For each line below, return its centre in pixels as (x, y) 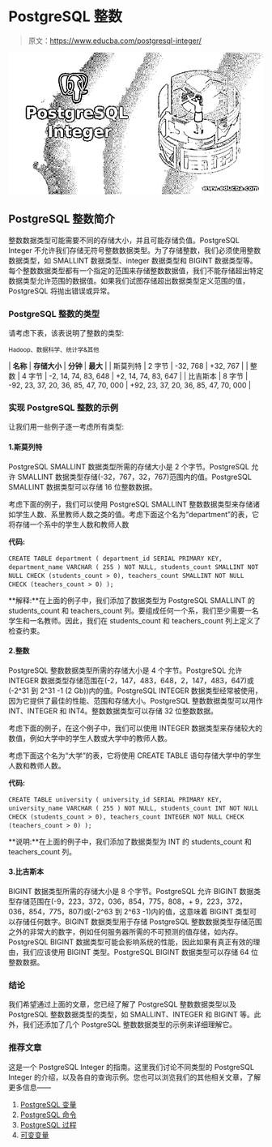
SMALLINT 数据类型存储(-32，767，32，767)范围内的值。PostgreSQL (135, 477)
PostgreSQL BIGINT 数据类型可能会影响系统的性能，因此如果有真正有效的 (131, 942)
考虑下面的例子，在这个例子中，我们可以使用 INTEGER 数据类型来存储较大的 (136, 728)
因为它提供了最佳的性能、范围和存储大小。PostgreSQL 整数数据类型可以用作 (136, 700)
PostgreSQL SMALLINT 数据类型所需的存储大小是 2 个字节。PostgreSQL (129, 466)
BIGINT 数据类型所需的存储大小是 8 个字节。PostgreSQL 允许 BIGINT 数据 (131, 891)
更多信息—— (30, 1087)
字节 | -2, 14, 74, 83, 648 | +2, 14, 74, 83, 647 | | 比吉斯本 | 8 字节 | (138, 376)
